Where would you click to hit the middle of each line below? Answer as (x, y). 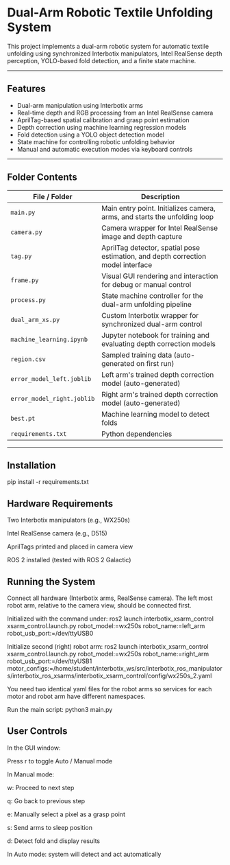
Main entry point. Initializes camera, (158, 208)
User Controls (37, 731)
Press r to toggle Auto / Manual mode (60, 761)
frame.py (25, 280)
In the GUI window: (34, 748)
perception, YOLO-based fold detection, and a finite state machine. (102, 60)
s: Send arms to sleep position (50, 827)
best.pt (23, 418)
